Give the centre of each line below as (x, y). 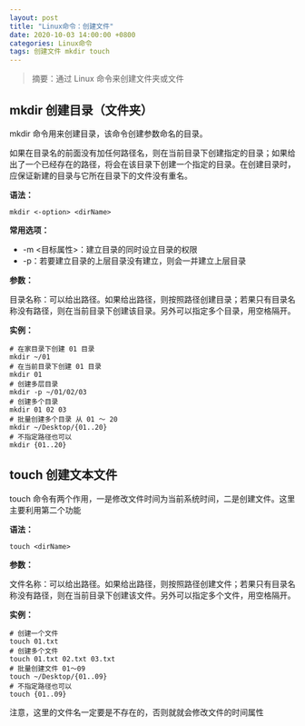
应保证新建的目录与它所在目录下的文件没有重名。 (101, 175)
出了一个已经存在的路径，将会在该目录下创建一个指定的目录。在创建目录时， (152, 164)
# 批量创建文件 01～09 (48, 669)
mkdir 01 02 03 (38, 410)
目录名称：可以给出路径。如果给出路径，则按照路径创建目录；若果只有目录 (148, 299)
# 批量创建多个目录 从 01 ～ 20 (64, 419)
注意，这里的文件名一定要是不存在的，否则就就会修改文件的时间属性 (137, 712)
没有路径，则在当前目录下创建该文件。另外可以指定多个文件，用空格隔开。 (156, 595)
